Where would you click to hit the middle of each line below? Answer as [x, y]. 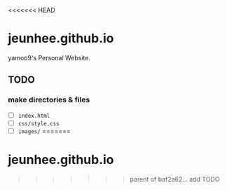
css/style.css [39, 123]
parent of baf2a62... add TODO [175, 179]
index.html [34, 116]
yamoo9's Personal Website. [49, 57]
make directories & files [49, 100]
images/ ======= [44, 131]
